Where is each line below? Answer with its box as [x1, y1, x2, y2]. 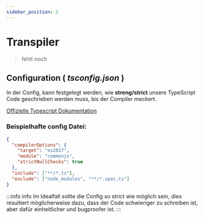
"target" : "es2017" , [17, 147, 70, 154]
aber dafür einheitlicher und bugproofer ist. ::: [6, 205, 122, 213]
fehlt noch [21, 55, 48, 63]
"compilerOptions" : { [12, 142, 67, 148]
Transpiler [6, 35, 60, 49]
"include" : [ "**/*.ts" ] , [12, 170, 75, 176]
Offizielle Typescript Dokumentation [6, 107, 97, 114]
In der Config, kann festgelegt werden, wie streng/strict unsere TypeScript [6, 89, 195, 96]
